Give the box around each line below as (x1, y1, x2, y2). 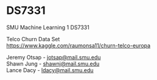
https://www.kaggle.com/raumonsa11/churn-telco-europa (6, 42, 151, 49)
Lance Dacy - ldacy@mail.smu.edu (6, 66, 94, 73)
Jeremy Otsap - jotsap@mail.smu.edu (6, 53, 102, 61)
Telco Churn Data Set (6, 35, 60, 42)
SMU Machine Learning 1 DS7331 (6, 24, 89, 31)
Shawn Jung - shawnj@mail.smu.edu (6, 60, 100, 67)
